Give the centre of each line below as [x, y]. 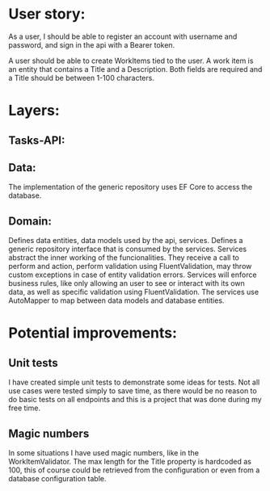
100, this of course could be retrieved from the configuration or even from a [134, 470]
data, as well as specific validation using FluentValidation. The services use [134, 292]
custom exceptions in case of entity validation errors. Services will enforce [133, 275]
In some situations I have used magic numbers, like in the [104, 452]
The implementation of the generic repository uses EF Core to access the [131, 187]
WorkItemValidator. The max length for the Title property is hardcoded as [130, 461]
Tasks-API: [37, 140]
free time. [24, 408]
